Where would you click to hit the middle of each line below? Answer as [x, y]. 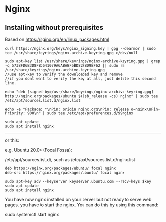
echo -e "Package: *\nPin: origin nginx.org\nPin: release [67, 109]
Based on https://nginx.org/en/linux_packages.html [57, 39]
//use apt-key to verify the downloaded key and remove [64, 74]
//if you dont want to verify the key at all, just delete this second [80, 79]
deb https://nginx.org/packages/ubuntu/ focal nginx [61, 168]
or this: [12, 140]
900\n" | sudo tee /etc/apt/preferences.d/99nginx [80, 113]
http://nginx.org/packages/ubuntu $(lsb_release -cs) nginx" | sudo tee [82, 96]
